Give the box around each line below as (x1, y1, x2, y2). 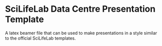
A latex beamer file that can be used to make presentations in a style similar (5, 30, 158, 36)
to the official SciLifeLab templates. (5, 35, 76, 41)
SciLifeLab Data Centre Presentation (5, 3, 156, 15)
